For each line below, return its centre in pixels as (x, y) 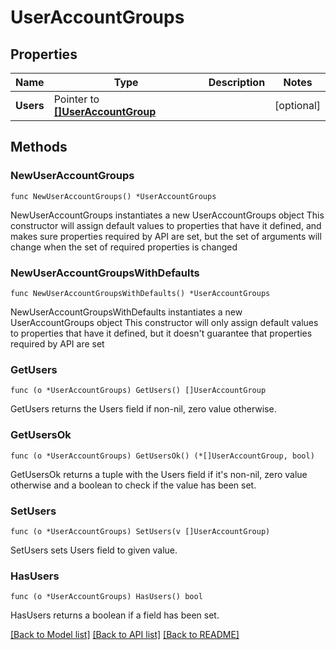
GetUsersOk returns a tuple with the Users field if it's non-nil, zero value (159, 474)
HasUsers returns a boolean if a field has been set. (115, 615)
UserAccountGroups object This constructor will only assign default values (164, 322)
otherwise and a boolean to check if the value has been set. (133, 485)
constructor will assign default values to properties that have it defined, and (166, 225)
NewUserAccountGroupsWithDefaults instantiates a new (126, 312)
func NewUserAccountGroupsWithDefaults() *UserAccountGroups (140, 293)
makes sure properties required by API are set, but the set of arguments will (166, 236)
